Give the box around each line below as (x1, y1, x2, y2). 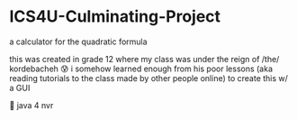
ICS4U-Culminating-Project (9, 6, 221, 27)
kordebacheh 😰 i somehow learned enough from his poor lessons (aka (9, 63, 273, 74)
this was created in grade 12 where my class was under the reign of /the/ (9, 53, 280, 64)
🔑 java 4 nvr (9, 99, 54, 110)
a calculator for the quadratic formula (9, 36, 148, 47)
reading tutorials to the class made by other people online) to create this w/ (9, 72, 288, 83)
